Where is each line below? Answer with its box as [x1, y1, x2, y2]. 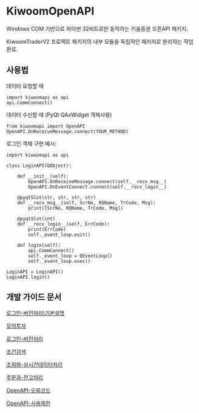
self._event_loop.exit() [28, 232, 91, 238]
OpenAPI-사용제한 [6, 399, 51, 407]
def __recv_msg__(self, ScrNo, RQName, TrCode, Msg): [17, 200, 156, 206]
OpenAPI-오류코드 [6, 386, 51, 394]
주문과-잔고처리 [6, 374, 44, 381]
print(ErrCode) [28, 226, 67, 232]
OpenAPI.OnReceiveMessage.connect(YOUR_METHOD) [6, 129, 129, 135]
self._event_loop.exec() [28, 258, 91, 264]
